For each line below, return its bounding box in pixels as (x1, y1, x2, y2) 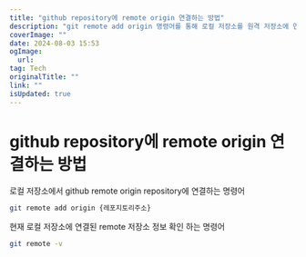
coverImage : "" (9, 30, 67, 39)
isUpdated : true (9, 89, 71, 98)
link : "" (9, 81, 43, 90)
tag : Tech (9, 64, 47, 74)
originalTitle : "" (9, 73, 79, 82)
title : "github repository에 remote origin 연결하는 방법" (9, 13, 225, 23)
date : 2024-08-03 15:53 (9, 38, 100, 48)
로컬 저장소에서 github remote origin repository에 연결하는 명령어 (9, 185, 246, 196)
